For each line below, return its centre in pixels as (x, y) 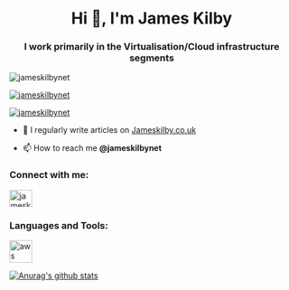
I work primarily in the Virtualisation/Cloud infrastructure (152, 47)
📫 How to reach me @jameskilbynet (92, 148)
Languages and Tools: (59, 225)
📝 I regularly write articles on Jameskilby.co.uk (109, 130)
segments (152, 58)
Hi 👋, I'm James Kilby (152, 19)
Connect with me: (49, 175)
